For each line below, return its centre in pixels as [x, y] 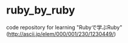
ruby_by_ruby [41, 10]
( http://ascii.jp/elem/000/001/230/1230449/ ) [61, 34]
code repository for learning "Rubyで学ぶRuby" [64, 27]
